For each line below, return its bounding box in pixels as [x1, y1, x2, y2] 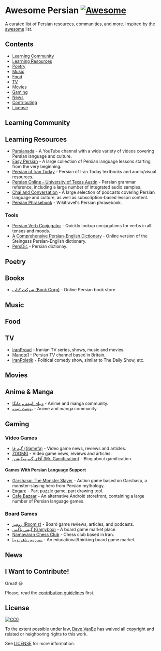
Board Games [5, 510, 38, 517]
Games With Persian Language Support [5, 467, 86, 473]
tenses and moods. [12, 228, 51, 234]
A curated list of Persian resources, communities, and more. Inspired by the [5, 21, 156, 27]
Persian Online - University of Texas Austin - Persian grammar [12, 179, 136, 184]
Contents [5, 40, 34, 49]
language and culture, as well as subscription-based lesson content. [12, 194, 148, 200]
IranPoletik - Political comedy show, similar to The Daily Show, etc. [12, 357, 145, 363]
